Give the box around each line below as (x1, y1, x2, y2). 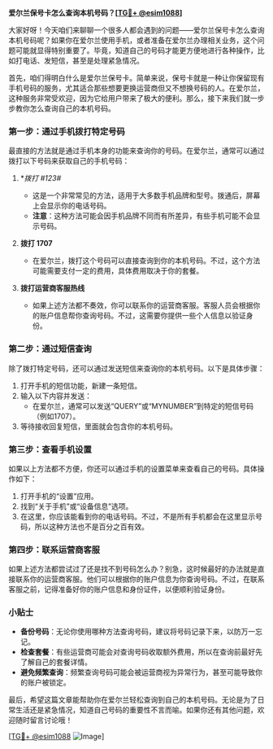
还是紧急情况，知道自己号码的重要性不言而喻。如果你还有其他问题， (29, 705, 258, 715)
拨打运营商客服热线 (19, 283, 85, 293)
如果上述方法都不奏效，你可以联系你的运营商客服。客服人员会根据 (32, 300, 253, 310)
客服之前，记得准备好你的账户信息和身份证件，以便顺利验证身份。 (8, 585, 229, 594)
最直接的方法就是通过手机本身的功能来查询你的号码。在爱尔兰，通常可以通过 (8, 146, 265, 155)
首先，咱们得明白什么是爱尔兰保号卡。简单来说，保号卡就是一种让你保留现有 (8, 73, 265, 82)
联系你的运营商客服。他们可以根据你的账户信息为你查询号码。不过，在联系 (15, 574, 265, 585)
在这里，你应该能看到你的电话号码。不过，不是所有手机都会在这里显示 (19, 511, 256, 521)
